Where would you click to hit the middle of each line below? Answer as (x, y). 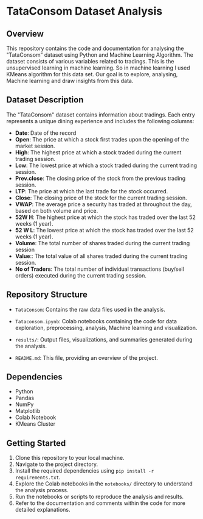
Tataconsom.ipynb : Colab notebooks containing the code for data (96, 321)
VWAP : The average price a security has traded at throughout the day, (104, 204)
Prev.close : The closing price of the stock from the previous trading (100, 178)
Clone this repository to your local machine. (70, 458)
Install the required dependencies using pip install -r (84, 471)
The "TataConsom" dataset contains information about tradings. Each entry (101, 115)
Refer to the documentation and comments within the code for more (100, 503)
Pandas (25, 398)
